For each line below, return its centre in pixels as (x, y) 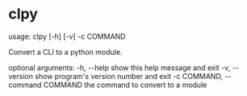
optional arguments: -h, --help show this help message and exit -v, (119, 67)
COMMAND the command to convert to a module (125, 85)
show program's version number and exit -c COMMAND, (129, 76)
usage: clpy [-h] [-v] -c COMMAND (67, 36)
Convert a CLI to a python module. (65, 52)
